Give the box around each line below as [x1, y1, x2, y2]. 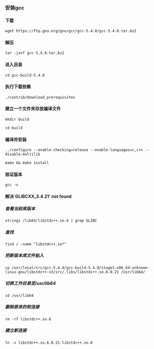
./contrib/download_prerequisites [5, 94, 76, 100]
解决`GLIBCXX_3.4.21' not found [5, 193, 72, 199]
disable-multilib [5, 152, 41, 157]
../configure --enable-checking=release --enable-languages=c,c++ [5, 148, 143, 153]
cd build [5, 125, 23, 130]
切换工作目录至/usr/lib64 [5, 280, 56, 286]
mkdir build [5, 116, 29, 122]
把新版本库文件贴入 [5, 253, 44, 258]
